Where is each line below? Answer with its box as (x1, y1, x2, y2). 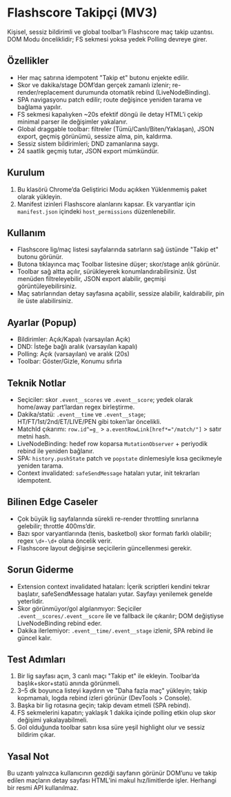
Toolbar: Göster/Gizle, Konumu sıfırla (17, 357, 122, 365)
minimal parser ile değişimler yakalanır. (17, 117, 128, 126)
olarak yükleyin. (17, 192, 62, 201)
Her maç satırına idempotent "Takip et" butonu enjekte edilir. (17, 73, 190, 81)
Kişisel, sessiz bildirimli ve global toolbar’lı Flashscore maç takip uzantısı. (7, 28, 214, 36)
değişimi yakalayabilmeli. (17, 716, 88, 724)
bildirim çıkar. (17, 731, 56, 739)
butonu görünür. (17, 253, 63, 261)
